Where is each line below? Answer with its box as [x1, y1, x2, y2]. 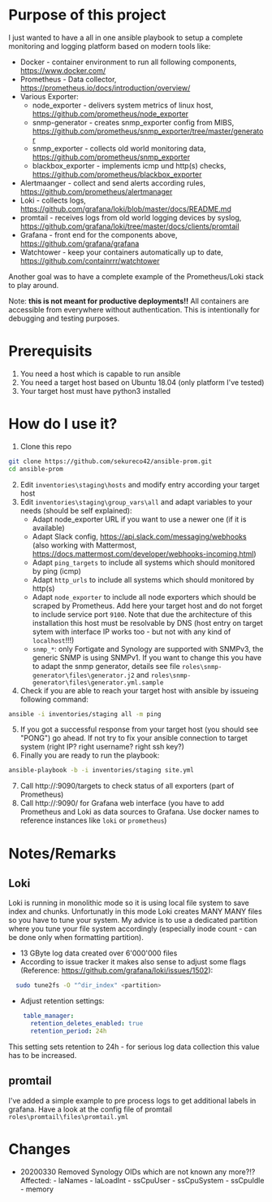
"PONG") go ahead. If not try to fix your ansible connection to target [19, 733, 248, 743]
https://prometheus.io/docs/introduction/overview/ [19, 83, 191, 93]
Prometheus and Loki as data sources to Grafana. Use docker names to [19, 807, 260, 817]
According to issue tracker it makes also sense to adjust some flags [19, 957, 246, 967]
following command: [19, 694, 89, 704]
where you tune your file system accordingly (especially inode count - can [8, 924, 257, 933]
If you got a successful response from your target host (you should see [19, 724, 258, 734]
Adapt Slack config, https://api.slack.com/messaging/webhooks [32, 531, 247, 541]
